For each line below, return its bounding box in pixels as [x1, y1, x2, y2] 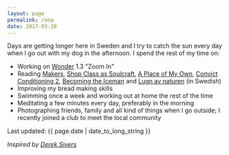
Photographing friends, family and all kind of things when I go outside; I [17, 106, 221, 114]
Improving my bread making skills [17, 84, 113, 93]
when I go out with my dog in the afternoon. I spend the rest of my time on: [7, 49, 220, 57]
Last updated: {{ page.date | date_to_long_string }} [7, 127, 151, 135]
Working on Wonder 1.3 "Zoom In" [17, 63, 114, 71]
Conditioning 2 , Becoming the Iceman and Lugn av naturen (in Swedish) [17, 77, 222, 85]
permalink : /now [7, 17, 54, 23]
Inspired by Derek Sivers [7, 141, 77, 149]
